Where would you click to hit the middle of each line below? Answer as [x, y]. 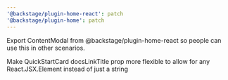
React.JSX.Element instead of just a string [67, 69]
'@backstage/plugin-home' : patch [56, 20]
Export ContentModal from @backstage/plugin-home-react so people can [114, 40]
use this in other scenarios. [46, 48]
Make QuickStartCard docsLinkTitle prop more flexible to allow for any [108, 61]
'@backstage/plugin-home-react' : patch [65, 14]
